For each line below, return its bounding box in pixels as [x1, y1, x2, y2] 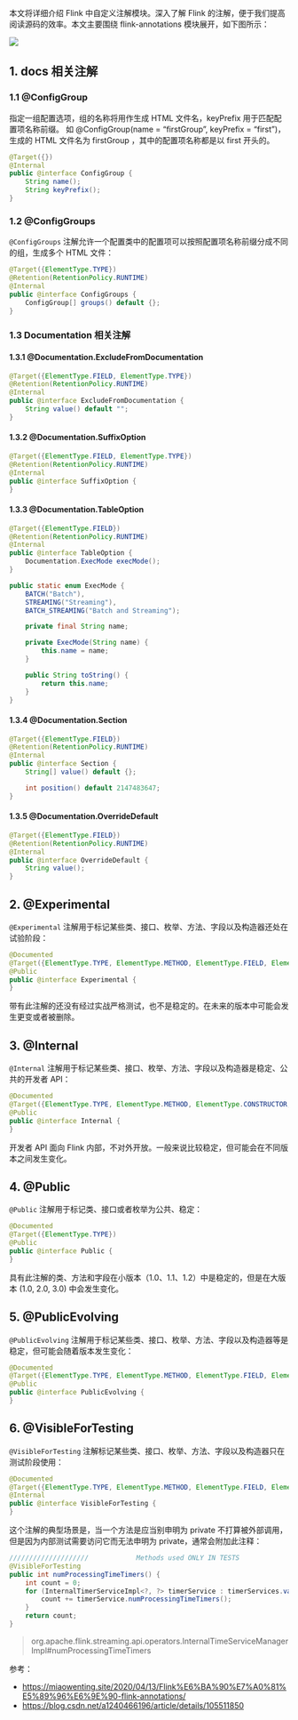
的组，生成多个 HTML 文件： [9, 247, 114, 258]
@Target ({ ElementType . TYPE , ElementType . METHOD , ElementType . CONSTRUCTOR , [9, 1100, 292, 1109]
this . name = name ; [41, 647, 109, 655]
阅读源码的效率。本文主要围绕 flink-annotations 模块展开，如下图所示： [9, 19, 270, 29]
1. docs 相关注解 [9, 64, 98, 79]
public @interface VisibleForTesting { [9, 1499, 157, 1508]
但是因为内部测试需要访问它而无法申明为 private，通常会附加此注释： [9, 1536, 263, 1547]
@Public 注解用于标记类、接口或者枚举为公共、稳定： [9, 1204, 203, 1215]
